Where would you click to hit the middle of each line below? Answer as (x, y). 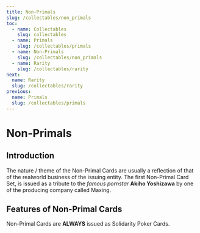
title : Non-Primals (31, 12)
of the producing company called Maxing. (59, 190)
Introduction (30, 156)
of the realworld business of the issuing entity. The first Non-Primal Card (98, 177)
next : (13, 75)
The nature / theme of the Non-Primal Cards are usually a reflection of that (100, 170)
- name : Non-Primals (38, 52)
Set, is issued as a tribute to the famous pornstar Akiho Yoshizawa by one (100, 183)
